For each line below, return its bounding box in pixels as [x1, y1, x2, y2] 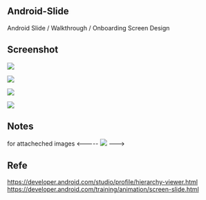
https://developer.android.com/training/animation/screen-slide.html [7, 186, 199, 194]
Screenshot [7, 44, 59, 56]
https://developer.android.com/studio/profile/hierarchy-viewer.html [7, 178, 198, 186]
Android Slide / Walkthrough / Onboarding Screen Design [7, 23, 170, 32]
